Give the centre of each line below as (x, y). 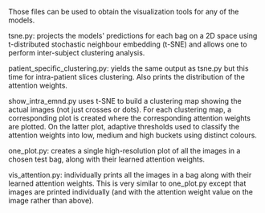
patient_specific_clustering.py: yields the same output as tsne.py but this (128, 68)
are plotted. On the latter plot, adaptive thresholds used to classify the (124, 127)
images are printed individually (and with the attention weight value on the (131, 192)
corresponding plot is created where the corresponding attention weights (130, 118)
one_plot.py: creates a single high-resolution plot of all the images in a (124, 151)
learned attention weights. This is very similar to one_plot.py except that (127, 183)
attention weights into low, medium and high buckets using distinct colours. (132, 135)
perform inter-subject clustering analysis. (77, 53)
